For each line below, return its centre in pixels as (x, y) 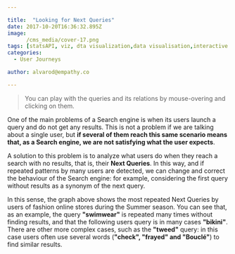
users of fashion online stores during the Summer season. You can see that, (117, 207)
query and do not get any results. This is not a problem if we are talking (111, 127)
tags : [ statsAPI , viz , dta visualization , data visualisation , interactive (118, 47)
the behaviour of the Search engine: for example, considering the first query (118, 178)
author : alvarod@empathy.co (49, 72)
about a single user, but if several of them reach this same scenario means (117, 134)
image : (17, 33)
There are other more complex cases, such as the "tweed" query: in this (113, 229)
